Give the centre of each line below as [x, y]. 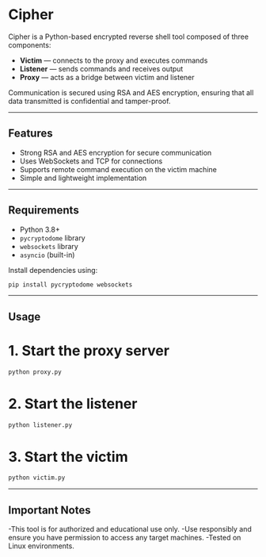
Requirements [44, 211]
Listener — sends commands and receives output [101, 68]
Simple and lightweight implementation [83, 178]
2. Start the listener [73, 403]
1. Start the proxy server [89, 351]
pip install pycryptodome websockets [70, 284]
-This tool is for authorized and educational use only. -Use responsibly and [130, 529]
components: [30, 44]
